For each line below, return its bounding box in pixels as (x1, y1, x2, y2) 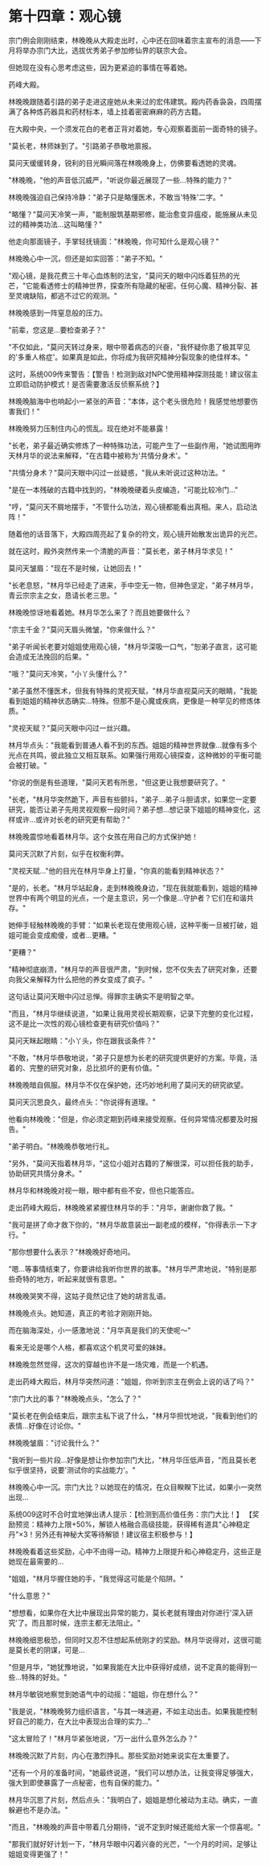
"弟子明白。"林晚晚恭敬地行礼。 (8, 1141, 114, 1151)
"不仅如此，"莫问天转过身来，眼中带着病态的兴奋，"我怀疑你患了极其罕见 (8, 342, 251, 351)
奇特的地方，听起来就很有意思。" (14, 1274, 125, 1284)
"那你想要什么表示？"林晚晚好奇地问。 (8, 1247, 135, 1256)
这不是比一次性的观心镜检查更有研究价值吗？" (8, 1018, 160, 1028)
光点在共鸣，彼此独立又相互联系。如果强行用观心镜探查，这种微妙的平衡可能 (8, 750, 262, 760)
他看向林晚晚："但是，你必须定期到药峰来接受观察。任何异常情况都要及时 (8, 1114, 252, 1124)
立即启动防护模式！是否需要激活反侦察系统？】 (8, 379, 163, 388)
